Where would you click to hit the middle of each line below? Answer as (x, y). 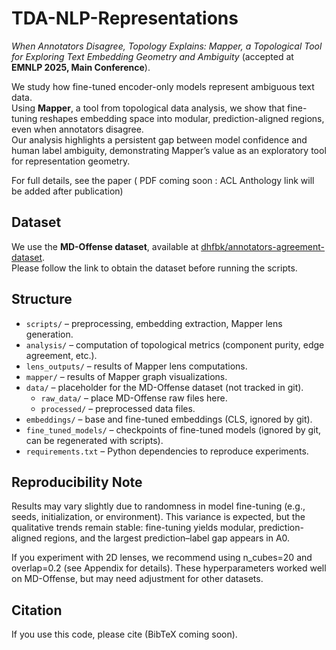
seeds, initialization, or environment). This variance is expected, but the (158, 517)
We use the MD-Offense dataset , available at (105, 246)
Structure (42, 299)
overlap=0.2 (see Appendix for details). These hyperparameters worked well (169, 568)
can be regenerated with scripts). (94, 440)
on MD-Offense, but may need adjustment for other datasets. (137, 579)
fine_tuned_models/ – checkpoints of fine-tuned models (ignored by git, (173, 429)
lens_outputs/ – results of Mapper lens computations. (136, 366)
